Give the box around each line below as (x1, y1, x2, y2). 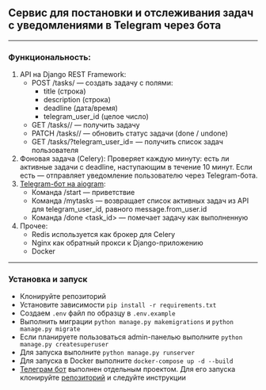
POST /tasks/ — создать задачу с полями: (31, 78, 173, 88)
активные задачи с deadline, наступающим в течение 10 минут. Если (19, 162, 253, 172)
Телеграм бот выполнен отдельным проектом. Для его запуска (19, 365, 236, 374)
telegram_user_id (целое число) (43, 112, 149, 121)
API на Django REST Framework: (19, 70, 127, 79)
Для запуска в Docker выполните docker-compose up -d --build (19, 356, 234, 365)
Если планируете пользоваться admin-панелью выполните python (19, 332, 243, 342)
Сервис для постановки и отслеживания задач (8, 6, 254, 20)
